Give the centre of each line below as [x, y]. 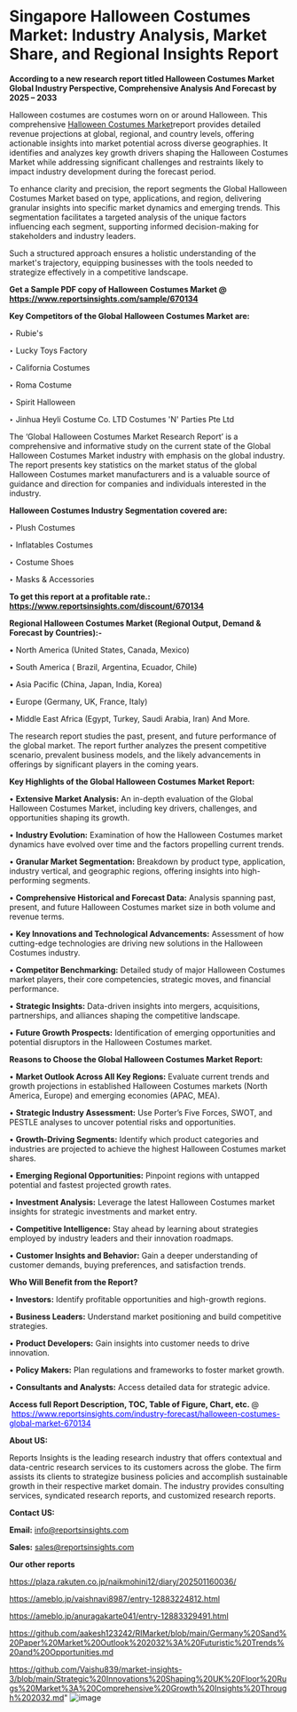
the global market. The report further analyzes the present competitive [138, 745]
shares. [23, 1158]
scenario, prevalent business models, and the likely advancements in [135, 755]
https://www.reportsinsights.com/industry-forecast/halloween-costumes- [146, 1413]
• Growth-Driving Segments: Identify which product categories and [134, 1139]
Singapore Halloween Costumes [130, 16]
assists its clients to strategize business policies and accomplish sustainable [148, 1476]
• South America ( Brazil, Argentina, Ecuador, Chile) [103, 667]
